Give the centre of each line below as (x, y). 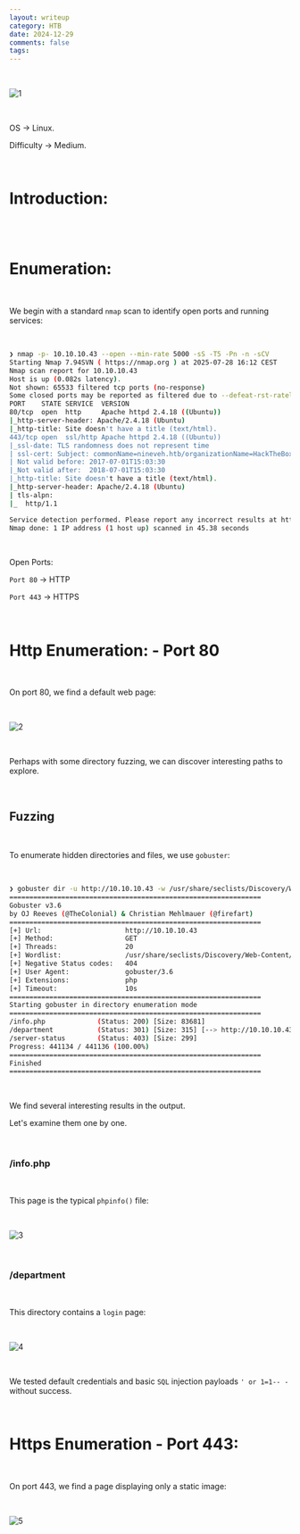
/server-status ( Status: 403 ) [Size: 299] (104, 1038)
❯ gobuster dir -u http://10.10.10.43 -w (87, 889)
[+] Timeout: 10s (74, 988)
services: (26, 321)
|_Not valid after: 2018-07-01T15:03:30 (87, 471)
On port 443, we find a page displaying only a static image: (118, 1486)
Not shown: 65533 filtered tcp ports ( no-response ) (107, 388)
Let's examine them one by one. (68, 1123)
